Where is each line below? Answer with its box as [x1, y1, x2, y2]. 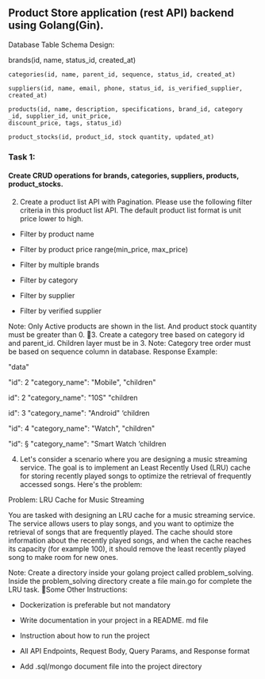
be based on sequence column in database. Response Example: [8, 347, 218, 356]
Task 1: [8, 151, 36, 162]
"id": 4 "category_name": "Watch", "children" [8, 424, 156, 433]
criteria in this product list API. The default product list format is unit [19, 205, 242, 215]
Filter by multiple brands [19, 259, 100, 269]
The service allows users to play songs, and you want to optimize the [8, 519, 234, 528]
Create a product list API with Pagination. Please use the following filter [19, 197, 252, 206]
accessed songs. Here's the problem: [19, 479, 143, 489]
